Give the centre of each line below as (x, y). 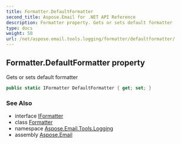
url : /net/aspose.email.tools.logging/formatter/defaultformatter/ (91, 39)
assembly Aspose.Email (43, 135)
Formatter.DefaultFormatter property (76, 63)
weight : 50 (19, 34)
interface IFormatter (39, 116)
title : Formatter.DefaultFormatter (50, 12)
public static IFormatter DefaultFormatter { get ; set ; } (79, 88)
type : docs (19, 28)
